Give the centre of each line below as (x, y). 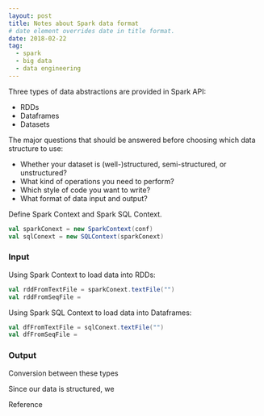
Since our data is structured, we (61, 389)
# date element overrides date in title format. (92, 31)
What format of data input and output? (84, 198)
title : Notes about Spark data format (73, 23)
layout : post (30, 16)
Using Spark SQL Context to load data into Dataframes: (100, 313)
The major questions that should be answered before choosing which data (132, 140)
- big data (34, 61)
